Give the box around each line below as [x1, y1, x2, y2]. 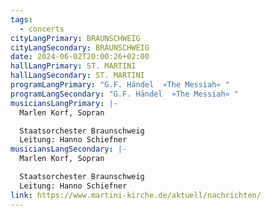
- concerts [19, 24, 65, 34]
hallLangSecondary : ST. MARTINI [10, 71, 145, 81]
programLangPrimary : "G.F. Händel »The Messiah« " [10, 80, 230, 90]
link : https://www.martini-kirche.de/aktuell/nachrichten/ [10, 190, 262, 200]
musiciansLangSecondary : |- [10, 144, 128, 155]
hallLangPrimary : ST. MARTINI [10, 61, 137, 71]
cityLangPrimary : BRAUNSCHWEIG [10, 33, 141, 43]
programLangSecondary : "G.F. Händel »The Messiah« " [10, 89, 240, 99]
